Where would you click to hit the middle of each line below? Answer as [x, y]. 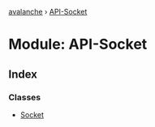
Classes [25, 97]
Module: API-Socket [78, 44]
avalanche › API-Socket [48, 12]
